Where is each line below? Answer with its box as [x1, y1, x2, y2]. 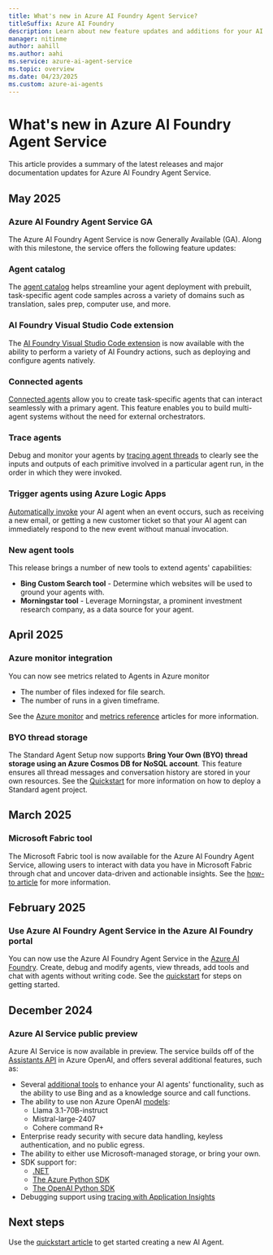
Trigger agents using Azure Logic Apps [8, 488, 167, 499]
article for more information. [16, 877, 111, 887]
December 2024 [8, 1003, 93, 1017]
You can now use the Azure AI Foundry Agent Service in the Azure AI [8, 954, 240, 963]
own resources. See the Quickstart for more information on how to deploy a [8, 775, 262, 786]
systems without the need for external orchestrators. [29, 412, 206, 422]
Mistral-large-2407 [32, 1113, 96, 1124]
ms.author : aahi [8, 50, 63, 58]
